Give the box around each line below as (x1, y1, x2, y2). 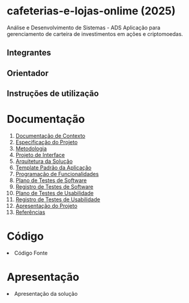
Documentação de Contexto (15, 132, 86, 140)
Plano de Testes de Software (15, 177, 87, 184)
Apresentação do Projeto (15, 202, 77, 210)
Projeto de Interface (15, 151, 65, 159)
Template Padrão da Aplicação (15, 164, 92, 171)
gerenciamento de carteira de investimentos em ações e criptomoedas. (7, 30, 184, 37)
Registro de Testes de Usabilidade (15, 196, 101, 203)
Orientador (7, 68, 49, 78)
